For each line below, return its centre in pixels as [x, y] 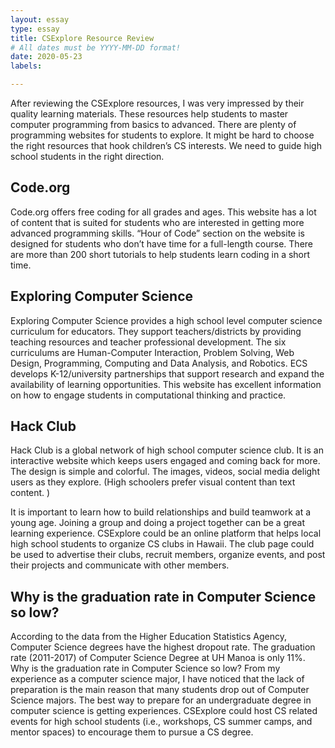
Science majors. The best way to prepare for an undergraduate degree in [161, 700]
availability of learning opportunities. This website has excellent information [166, 384]
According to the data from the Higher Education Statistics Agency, [148, 637]
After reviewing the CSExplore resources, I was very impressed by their [157, 103]
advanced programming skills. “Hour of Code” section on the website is [157, 233]
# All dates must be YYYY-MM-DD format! [96, 47]
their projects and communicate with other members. [120, 565]
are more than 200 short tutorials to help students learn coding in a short [160, 254]
